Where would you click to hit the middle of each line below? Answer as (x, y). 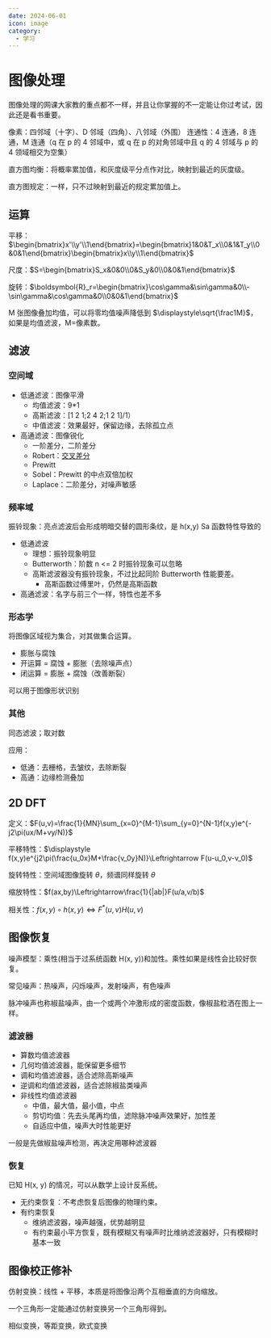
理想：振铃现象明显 (64, 553)
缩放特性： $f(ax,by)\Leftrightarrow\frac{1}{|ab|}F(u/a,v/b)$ (106, 892)
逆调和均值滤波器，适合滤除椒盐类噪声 (83, 1086)
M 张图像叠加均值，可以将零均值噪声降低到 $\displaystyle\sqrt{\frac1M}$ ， (133, 313)
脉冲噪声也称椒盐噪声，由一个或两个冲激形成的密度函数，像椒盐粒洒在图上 (132, 1003)
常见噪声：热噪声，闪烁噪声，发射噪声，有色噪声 (90, 986)
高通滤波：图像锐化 (52, 435)
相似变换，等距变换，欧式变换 (58, 1326)
